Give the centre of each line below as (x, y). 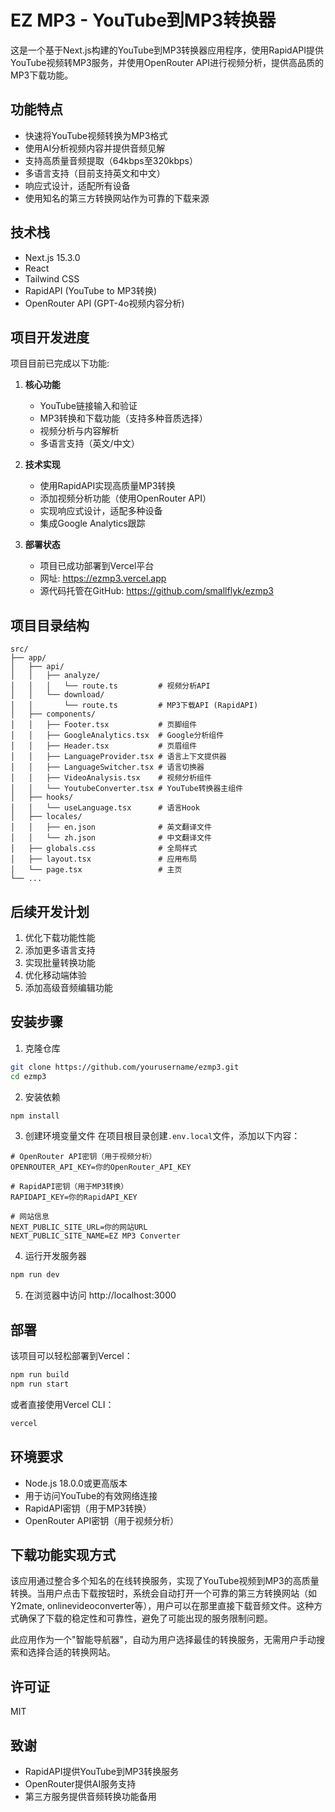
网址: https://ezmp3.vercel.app (103, 578)
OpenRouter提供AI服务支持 (80, 1784)
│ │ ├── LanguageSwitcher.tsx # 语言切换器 (107, 767)
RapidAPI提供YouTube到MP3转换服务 (102, 1771)
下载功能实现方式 (63, 1554)
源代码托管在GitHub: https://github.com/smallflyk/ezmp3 (156, 591)
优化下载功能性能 (60, 937)
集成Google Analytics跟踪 (92, 523)
